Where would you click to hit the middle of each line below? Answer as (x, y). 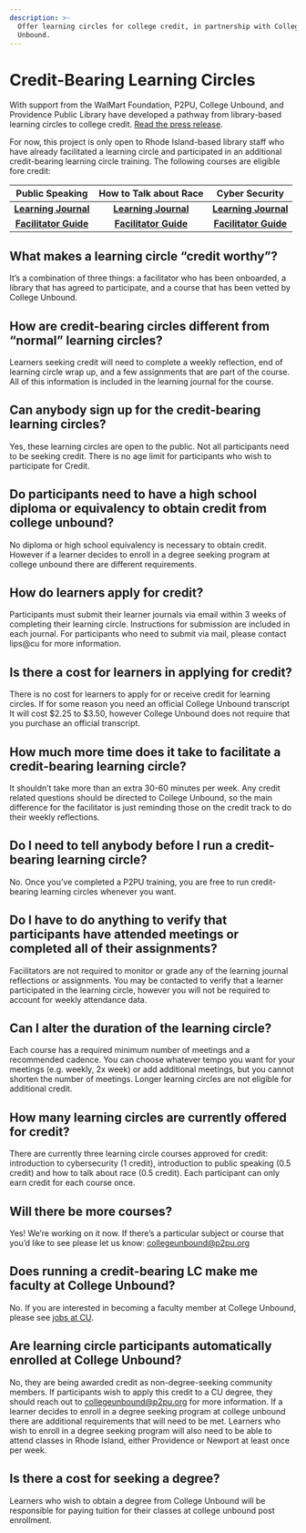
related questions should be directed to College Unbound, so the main (141, 797)
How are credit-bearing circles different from (140, 326)
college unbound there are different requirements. (103, 564)
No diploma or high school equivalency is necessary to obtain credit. (138, 545)
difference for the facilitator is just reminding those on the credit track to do (151, 807)
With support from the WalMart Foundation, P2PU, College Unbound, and (147, 105)
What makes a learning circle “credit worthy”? (143, 256)
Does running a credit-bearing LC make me (134, 1272)
